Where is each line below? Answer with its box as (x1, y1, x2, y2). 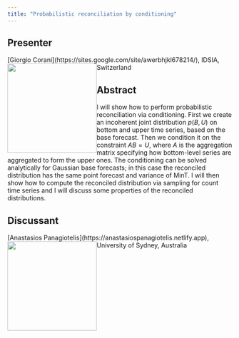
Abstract (96, 83, 137, 96)
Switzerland (96, 63, 132, 72)
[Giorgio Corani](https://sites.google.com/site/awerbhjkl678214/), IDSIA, (7, 56, 220, 64)
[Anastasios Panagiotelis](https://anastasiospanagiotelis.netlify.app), (7, 233, 209, 242)
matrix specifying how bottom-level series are (96, 148, 232, 157)
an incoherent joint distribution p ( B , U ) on (96, 118, 218, 127)
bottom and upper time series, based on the (96, 126, 226, 134)
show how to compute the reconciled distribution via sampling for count (7, 179, 219, 188)
